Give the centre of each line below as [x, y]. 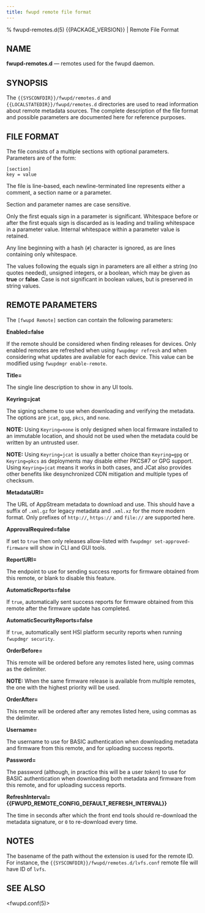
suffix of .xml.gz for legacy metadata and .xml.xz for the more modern [96, 511]
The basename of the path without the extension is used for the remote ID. [100, 856]
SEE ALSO [26, 888]
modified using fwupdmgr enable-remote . [57, 363]
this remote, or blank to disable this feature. [61, 578]
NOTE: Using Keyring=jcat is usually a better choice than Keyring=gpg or [98, 454]
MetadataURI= [25, 492]
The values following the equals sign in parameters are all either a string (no [102, 266]
